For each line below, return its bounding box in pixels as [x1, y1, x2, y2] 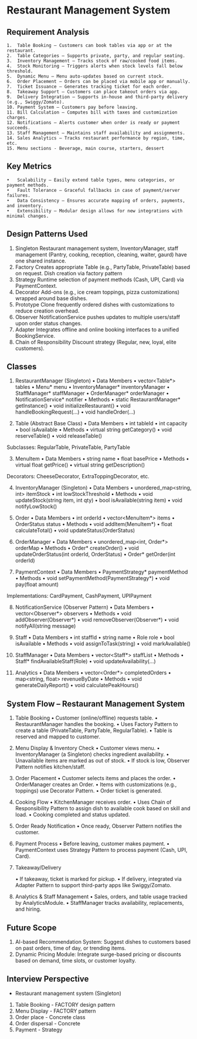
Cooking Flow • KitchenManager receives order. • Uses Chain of [15, 798, 172, 806]
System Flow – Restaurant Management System [6, 698, 185, 709]
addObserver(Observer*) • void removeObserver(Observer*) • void [15, 616, 179, 624]
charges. [6, 115, 28, 121]
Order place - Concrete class [15, 1013, 86, 1021]
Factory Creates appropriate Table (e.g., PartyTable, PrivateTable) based [15, 263, 190, 271]
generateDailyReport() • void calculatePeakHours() [15, 682, 139, 689]
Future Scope [6, 923, 57, 933]
